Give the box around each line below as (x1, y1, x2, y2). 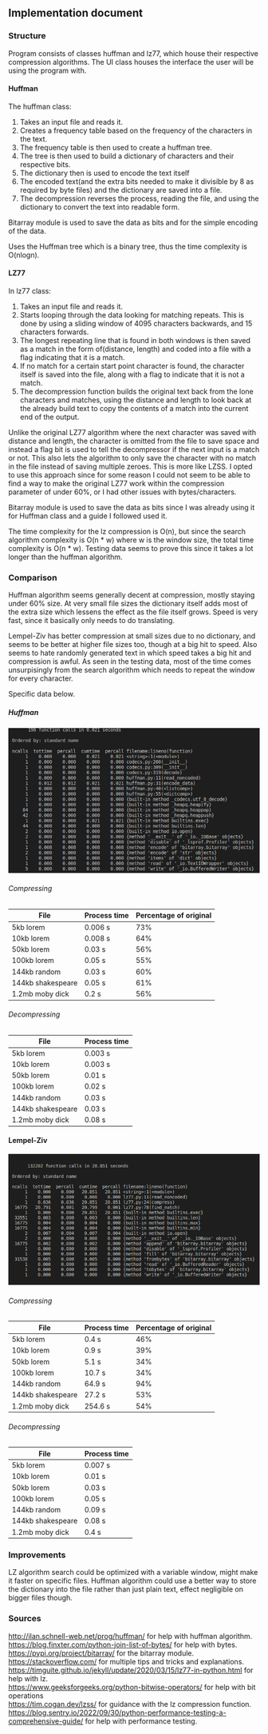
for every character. (8, 673, 73, 683)
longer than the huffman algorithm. (8, 552, 123, 562)
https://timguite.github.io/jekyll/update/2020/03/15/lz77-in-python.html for (8, 1665, 254, 1675)
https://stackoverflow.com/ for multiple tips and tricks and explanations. (8, 1656, 245, 1666)
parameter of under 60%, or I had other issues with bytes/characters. (8, 487, 237, 497)
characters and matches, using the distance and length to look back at (19, 395, 252, 405)
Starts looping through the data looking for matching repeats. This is (19, 310, 245, 320)
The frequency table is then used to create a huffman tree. (19, 142, 213, 152)
